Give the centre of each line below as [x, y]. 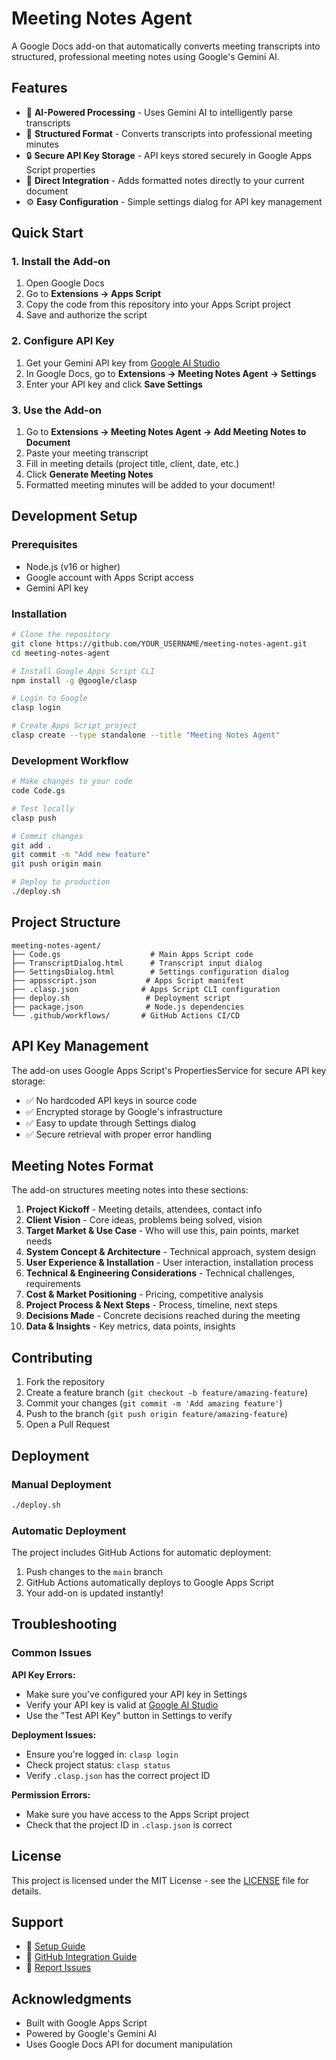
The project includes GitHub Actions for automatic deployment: [141, 1553]
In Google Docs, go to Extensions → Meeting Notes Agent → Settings [171, 373]
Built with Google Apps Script [86, 2023]
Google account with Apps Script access [109, 577]
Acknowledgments [72, 1998]
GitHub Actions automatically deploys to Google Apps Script [149, 1583]
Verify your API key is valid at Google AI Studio [122, 1704]
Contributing [52, 1357]
